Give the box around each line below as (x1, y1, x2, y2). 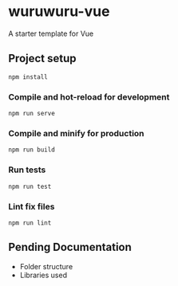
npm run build (8, 146, 56, 154)
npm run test (8, 182, 52, 190)
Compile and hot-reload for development (8, 91, 170, 102)
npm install (8, 72, 48, 81)
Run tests (8, 164, 46, 175)
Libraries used (19, 270, 68, 280)
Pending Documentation (8, 241, 132, 254)
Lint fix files (8, 201, 55, 212)
